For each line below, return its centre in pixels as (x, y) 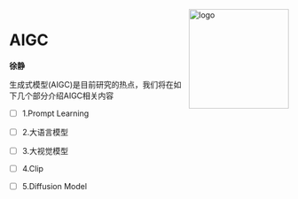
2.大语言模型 (45, 132)
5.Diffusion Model (54, 187)
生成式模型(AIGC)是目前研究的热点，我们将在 (92, 84)
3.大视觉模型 (45, 151)
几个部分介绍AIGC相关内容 (65, 96)
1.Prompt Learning (55, 113)
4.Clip (33, 169)
